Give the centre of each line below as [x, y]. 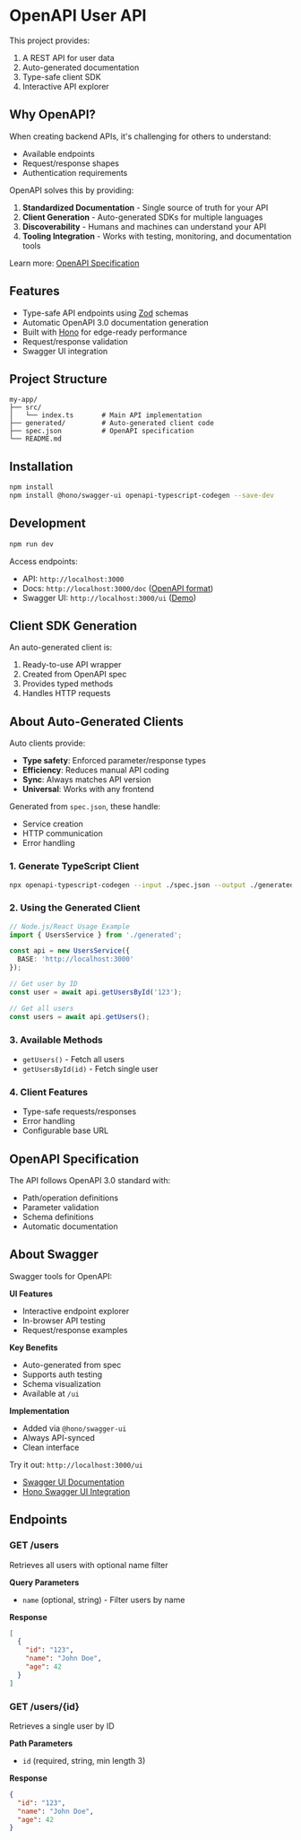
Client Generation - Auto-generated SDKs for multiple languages [142, 217]
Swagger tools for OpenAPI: [61, 1276]
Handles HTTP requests [66, 693]
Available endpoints [59, 153]
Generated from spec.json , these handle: [85, 807]
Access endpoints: [44, 561]
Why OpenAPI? [53, 114]
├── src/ [26, 408]
